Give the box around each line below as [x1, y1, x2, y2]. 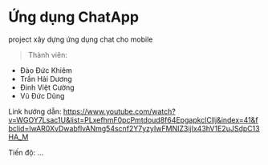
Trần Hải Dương [19, 74, 72, 83]
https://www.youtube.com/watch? [63, 107, 177, 116]
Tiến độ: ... [8, 147, 44, 157]
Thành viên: [27, 50, 68, 59]
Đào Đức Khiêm [19, 65, 72, 75]
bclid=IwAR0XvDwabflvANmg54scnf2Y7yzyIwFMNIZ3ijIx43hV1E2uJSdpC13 [8, 123, 260, 133]
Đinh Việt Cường [19, 82, 75, 92]
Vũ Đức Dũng [19, 91, 65, 100]
